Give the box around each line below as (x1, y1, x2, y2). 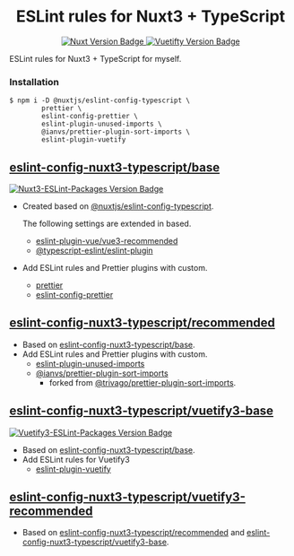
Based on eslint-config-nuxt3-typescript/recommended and (22, 527, 245, 538)
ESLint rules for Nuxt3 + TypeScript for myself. (9, 53, 182, 64)
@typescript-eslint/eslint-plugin (35, 245, 154, 256)
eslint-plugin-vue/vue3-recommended (35, 236, 178, 247)
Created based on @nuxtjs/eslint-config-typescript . (22, 201, 214, 212)
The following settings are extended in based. (22, 218, 192, 230)
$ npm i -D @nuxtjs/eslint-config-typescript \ (9, 96, 191, 105)
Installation (9, 75, 60, 88)
